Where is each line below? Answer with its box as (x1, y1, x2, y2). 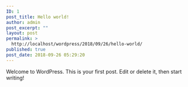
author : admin (6, 19, 41, 25)
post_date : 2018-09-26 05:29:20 (6, 52, 85, 58)
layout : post (6, 30, 38, 36)
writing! (6, 74, 25, 81)
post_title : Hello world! (6, 14, 69, 20)
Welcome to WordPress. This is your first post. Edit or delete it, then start (6, 68, 182, 75)
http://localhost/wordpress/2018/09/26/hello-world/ (11, 41, 143, 47)
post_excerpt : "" (6, 25, 49, 31)
